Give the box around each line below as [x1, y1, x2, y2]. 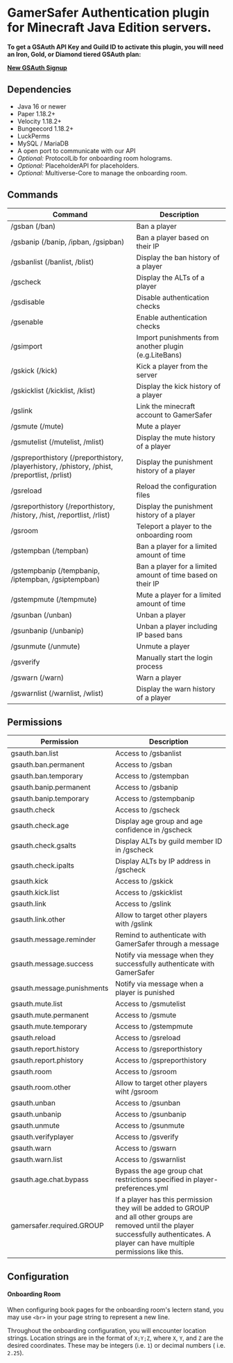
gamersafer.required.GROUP [10, 1221, 104, 1231]
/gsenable [10, 317, 44, 326]
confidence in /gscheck [115, 825, 192, 835]
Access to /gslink [115, 899, 171, 909]
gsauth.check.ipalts [10, 861, 75, 870]
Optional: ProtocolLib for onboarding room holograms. [17, 154, 173, 162]
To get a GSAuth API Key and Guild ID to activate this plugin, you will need [7, 42, 224, 51]
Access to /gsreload [115, 1033, 181, 1043]
